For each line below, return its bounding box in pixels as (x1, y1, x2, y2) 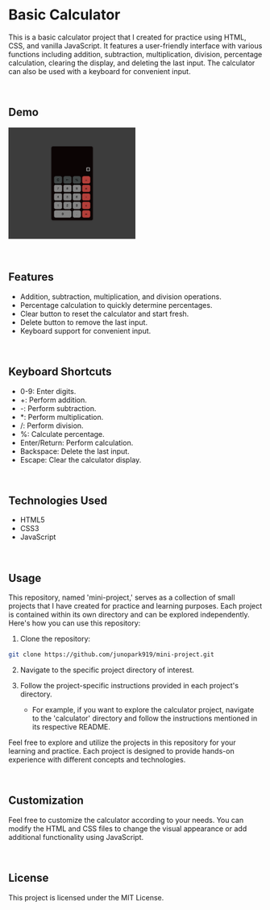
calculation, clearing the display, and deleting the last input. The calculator (8, 58, 255, 68)
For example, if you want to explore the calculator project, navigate (31, 705, 255, 715)
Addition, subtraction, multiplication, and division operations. (19, 292, 222, 301)
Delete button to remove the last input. (19, 317, 147, 327)
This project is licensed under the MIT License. (8, 892, 164, 902)
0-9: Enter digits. (19, 386, 77, 396)
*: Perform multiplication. (19, 412, 104, 422)
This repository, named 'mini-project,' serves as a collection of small (8, 592, 235, 602)
